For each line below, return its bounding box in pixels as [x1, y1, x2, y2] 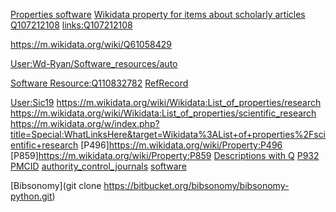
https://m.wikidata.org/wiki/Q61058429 [10, 39, 172, 50]
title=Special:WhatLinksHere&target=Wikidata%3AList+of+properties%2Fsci [10, 129, 327, 140]
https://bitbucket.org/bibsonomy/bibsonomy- [103, 180, 290, 191]
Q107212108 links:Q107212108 [10, 19, 133, 31]
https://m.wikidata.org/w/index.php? [10, 118, 160, 129]
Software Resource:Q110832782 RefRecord [10, 77, 189, 89]
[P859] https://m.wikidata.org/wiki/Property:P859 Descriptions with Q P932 [10, 150, 320, 161]
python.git [10, 190, 53, 202]
